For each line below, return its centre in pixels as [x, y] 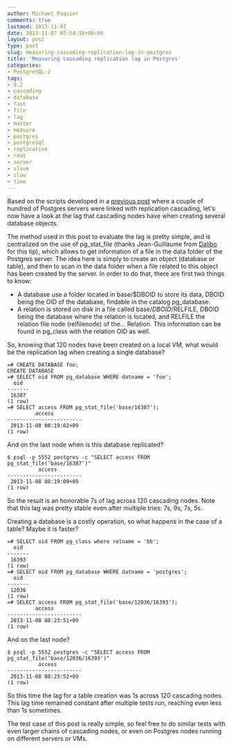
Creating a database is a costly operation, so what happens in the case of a [115, 522]
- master [20, 123]
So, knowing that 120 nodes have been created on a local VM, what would [113, 345]
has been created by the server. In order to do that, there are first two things [116, 274]
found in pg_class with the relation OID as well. [84, 331]
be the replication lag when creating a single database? [86, 352]
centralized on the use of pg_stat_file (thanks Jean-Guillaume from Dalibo [112, 244]
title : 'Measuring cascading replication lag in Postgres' [94, 59]
